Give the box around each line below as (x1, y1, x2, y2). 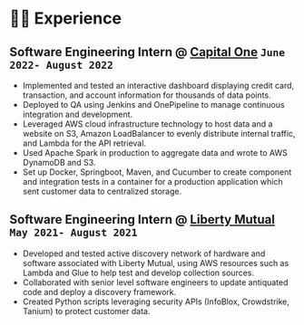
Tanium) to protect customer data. (22, 305, 151, 316)
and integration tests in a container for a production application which (22, 177, 283, 186)
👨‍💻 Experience (9, 8, 123, 29)
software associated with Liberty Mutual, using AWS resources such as (22, 257, 289, 268)
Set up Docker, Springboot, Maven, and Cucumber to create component (22, 167, 292, 177)
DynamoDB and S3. (22, 158, 96, 167)
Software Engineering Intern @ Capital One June (9, 44, 286, 60)
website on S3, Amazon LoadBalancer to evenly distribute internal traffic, (22, 129, 296, 139)
